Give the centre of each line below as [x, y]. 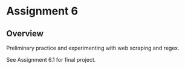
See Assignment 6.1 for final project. [51, 60]
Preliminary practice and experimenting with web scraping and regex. [93, 48]
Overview [25, 34]
